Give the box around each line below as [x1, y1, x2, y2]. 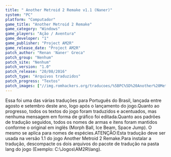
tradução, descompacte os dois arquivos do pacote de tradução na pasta [5, 141, 159, 147]
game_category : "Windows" [5, 27, 60, 32]
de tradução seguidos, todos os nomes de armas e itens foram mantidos [5, 119, 158, 125]
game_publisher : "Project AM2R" [5, 41, 74, 46]
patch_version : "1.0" [5, 64, 51, 69]
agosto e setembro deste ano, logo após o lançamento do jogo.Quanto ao [5, 102, 160, 109]
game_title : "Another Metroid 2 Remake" [5, 21, 93, 27]
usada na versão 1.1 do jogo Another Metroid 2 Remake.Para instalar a [5, 135, 152, 141]
